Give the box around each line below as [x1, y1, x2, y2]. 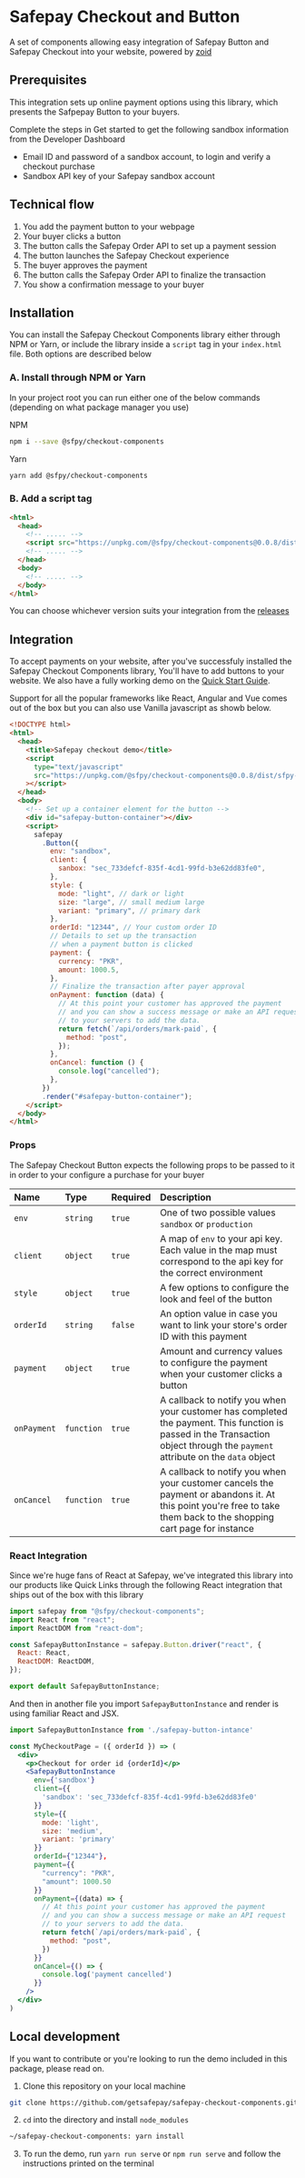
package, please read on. [9, 2063, 104, 2073]
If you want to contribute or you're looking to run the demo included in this [9, 2053, 288, 2064]
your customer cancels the [160, 1476, 274, 1489]
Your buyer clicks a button [22, 230, 122, 242]
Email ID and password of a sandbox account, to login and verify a [22, 151, 271, 162]
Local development [9, 2029, 121, 2044]
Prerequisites [9, 73, 87, 88]
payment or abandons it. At [160, 1488, 275, 1501]
